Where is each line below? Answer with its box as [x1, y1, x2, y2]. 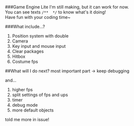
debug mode [12, 102, 38, 108]
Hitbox [12, 54, 26, 59]
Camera [12, 38, 28, 44]
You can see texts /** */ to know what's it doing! [5, 9, 106, 15]
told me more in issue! [5, 117, 50, 122]
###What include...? [5, 24, 45, 29]
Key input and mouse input [12, 43, 66, 49]
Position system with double [12, 33, 69, 39]
